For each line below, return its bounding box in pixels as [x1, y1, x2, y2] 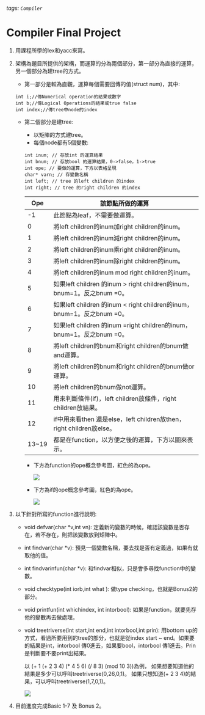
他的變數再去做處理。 [24, 614, 78, 621]
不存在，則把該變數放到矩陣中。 [40, 531, 121, 538]
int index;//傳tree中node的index [15, 106, 98, 112]
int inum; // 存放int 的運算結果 [24, 152, 103, 158]
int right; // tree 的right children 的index [24, 185, 140, 191]
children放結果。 [53, 403, 102, 412]
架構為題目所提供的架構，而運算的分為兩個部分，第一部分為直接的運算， [15, 59, 197, 67]
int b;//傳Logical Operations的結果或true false [15, 100, 137, 106]
